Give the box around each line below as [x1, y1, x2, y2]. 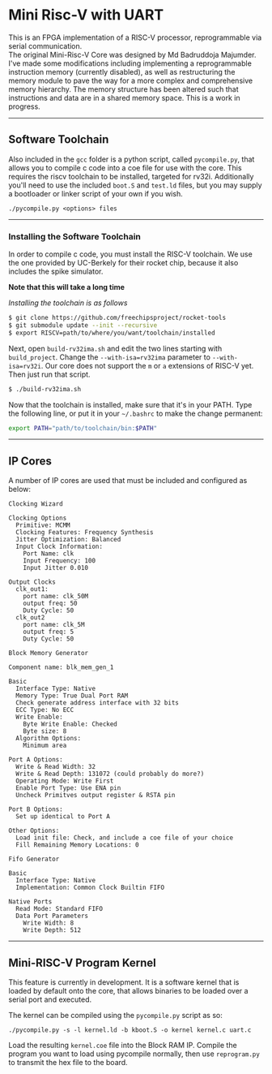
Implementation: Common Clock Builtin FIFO [15, 883, 164, 892]
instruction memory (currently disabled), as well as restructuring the [8, 67, 236, 76]
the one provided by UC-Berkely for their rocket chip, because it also [8, 258, 239, 268]
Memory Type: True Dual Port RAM [15, 692, 129, 700]
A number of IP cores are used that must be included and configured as [8, 476, 248, 485]
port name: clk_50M [23, 593, 89, 601]
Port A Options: [8, 756, 63, 764]
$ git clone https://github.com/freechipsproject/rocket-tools [8, 314, 227, 322]
